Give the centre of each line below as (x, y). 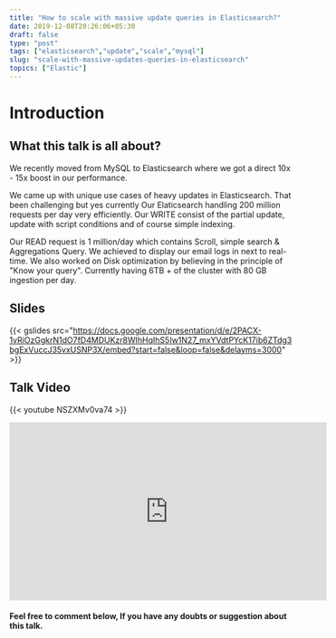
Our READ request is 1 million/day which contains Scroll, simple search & (144, 242)
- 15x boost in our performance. (69, 177)
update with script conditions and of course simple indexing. (122, 224)
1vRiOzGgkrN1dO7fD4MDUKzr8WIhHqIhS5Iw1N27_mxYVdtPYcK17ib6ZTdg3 (151, 339)
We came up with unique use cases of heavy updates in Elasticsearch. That (150, 195)
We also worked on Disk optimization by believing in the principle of (157, 261)
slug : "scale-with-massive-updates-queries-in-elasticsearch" (129, 60)
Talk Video (40, 388)
